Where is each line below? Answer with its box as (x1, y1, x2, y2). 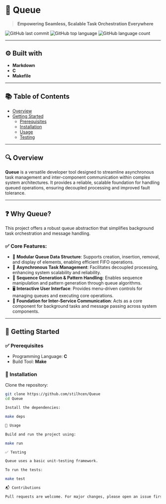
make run (5, 441, 23, 446)
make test (5, 476, 26, 481)
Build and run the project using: (5, 432, 77, 437)
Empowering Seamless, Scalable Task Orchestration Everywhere (17, 21, 154, 27)
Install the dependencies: (5, 405, 61, 410)
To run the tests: (5, 468, 43, 472)
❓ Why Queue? (5, 210, 51, 218)
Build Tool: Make (12, 359, 47, 364)
